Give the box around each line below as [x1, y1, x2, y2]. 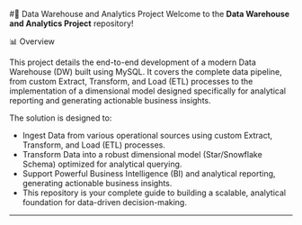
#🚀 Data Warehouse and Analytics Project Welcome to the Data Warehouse [9, 9, 290, 19]
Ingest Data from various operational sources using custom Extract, [22, 130, 273, 140]
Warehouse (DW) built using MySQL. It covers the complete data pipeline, [9, 67, 283, 76]
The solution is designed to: [9, 112, 112, 123]
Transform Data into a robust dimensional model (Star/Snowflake [22, 149, 262, 159]
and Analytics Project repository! [9, 18, 134, 29]
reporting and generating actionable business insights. [9, 95, 211, 105]
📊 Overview [9, 36, 56, 47]
